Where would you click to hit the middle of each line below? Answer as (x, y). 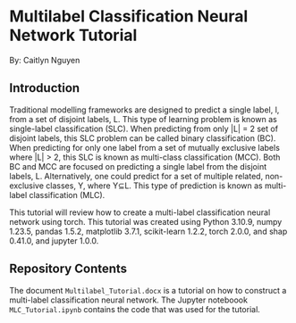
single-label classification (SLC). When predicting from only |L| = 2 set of (144, 128)
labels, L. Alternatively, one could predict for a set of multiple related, (136, 176)
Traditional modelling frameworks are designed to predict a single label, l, (144, 110)
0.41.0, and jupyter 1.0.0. (54, 240)
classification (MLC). (67, 195)
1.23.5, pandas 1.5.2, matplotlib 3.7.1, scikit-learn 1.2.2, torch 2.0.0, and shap (148, 231)
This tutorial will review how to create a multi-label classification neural (140, 212)
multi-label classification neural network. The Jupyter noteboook (129, 300)
